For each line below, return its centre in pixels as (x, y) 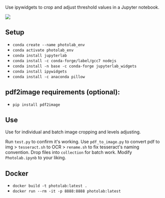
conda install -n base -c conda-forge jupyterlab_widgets (74, 66)
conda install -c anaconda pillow (49, 77)
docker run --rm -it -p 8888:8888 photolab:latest (67, 191)
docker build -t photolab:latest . (50, 186)
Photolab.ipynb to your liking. (36, 158)
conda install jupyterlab (39, 55)
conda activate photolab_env (43, 50)
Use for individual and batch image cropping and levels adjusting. (73, 132)
